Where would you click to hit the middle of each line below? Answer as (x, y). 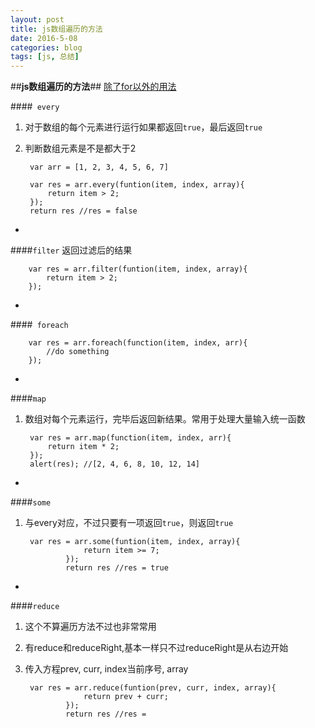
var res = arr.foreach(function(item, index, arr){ (138, 343)
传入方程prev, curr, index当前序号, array (106, 669)
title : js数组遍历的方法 (56, 29)
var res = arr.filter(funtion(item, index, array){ (138, 269)
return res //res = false (83, 211)
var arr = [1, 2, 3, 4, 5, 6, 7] (99, 167)
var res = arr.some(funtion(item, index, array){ (135, 542)
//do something (78, 352)
